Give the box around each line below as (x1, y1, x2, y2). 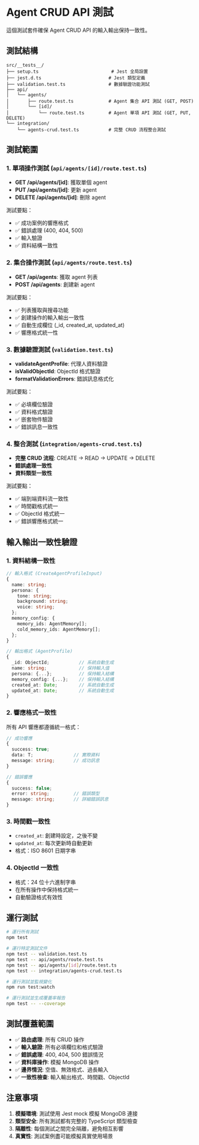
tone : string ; (17, 593, 52, 599)
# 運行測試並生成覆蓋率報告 (6, 995, 66, 1001)
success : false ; (11, 785, 52, 791)
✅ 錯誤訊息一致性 (14, 423, 58, 430)
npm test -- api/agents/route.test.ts (6, 956, 103, 962)
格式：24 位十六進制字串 (14, 878, 76, 885)
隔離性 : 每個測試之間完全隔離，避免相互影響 (14, 1125, 124, 1132)
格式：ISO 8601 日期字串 (14, 847, 76, 854)
